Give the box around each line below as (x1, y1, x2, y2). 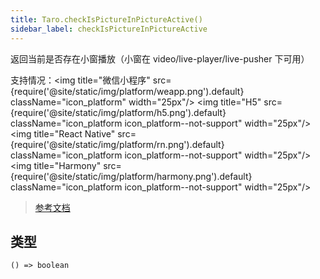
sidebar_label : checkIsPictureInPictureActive (10, 24, 208, 34)
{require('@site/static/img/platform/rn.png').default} (10, 138, 225, 150)
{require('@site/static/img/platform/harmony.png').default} (10, 170, 253, 182)
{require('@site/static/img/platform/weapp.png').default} (10, 85, 245, 97)
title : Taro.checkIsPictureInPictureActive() (10, 14, 203, 25)
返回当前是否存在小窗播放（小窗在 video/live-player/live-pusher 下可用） (10, 52, 310, 65)
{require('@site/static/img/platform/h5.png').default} (10, 106, 227, 118)
